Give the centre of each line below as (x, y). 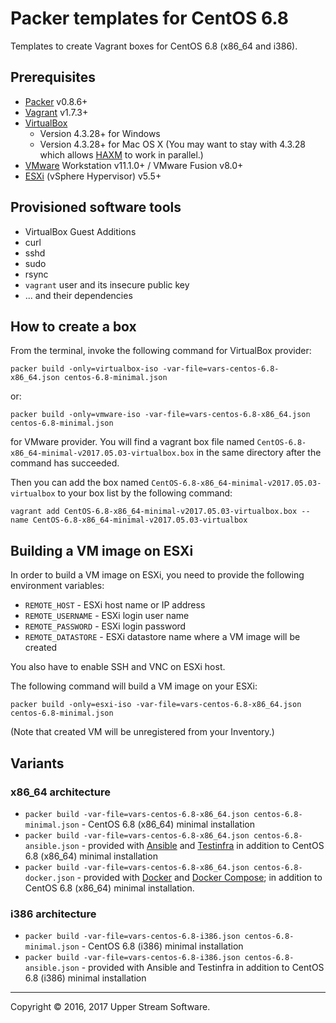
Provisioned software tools (96, 207)
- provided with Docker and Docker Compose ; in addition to (199, 877)
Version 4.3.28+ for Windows (100, 133)
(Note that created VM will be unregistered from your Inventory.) (142, 732)
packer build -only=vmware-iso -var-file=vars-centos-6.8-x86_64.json (160, 415)
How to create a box (73, 326)
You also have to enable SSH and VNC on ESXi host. (118, 667)
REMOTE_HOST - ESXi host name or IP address (115, 605)
